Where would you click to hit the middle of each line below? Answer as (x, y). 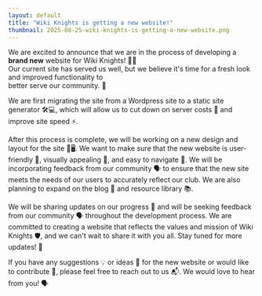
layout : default (35, 15)
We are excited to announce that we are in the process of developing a (122, 53)
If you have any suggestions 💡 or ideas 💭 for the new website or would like (129, 262)
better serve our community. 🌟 (57, 86)
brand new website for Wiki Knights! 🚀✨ (73, 60)
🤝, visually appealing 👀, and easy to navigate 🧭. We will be (129, 160)
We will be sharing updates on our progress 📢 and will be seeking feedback (130, 207)
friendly (21, 160)
